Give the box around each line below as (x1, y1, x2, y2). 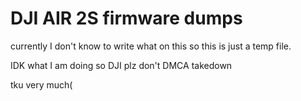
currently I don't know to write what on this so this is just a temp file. (10, 40, 292, 52)
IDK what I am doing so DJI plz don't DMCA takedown (10, 59, 233, 71)
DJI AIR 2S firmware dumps (10, 7, 243, 30)
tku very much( (10, 78, 73, 91)
